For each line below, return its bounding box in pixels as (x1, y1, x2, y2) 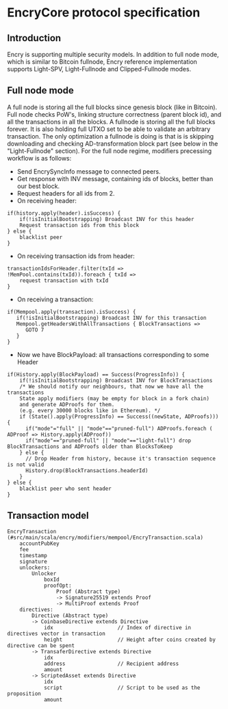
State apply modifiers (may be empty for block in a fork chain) (19, 395, 210, 402)
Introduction (7, 32, 62, 44)
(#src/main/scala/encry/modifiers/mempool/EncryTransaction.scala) (7, 534, 204, 541)
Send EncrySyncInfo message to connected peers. (16, 167, 161, 176)
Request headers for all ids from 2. (16, 189, 115, 197)
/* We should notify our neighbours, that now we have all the (19, 383, 204, 390)
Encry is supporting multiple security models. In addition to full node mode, (7, 50, 219, 58)
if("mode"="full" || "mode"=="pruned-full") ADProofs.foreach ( (25, 425, 213, 432)
